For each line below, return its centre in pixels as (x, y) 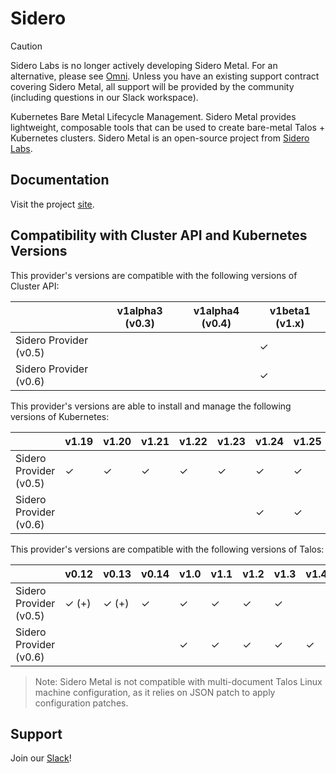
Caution (26, 46)
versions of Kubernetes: (60, 416)
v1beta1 (290, 310)
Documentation (60, 180)
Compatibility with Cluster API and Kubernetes (159, 235)
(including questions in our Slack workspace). (104, 97)
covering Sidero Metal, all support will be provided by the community (152, 86)
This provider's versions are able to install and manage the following (151, 406)
